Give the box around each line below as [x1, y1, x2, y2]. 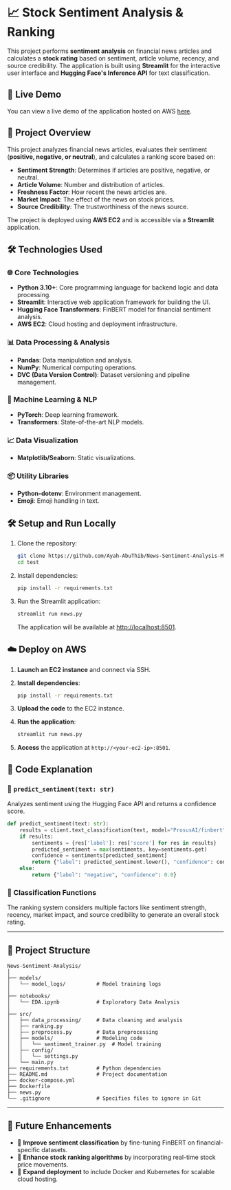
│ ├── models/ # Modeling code [7, 1035, 143, 1041]
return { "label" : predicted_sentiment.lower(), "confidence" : [32, 858, 214, 866]
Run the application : [16, 717, 76, 726]
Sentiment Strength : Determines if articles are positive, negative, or [16, 166, 210, 174]
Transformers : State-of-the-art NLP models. [16, 418, 144, 426]
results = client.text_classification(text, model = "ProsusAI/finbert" [19, 826, 226, 834]
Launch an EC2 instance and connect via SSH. [16, 665, 151, 673]
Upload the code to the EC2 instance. [16, 704, 125, 713]
